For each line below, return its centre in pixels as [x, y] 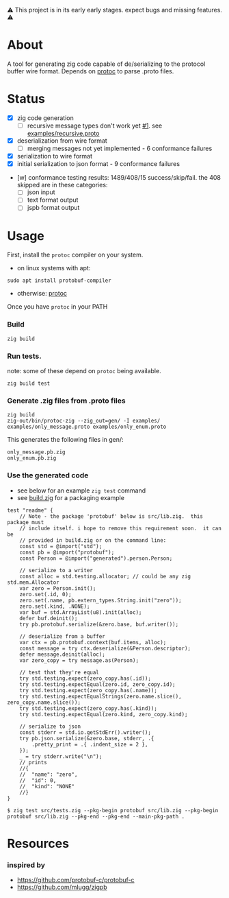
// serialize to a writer [56, 570]
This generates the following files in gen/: [66, 440]
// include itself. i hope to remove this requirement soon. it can [121, 528]
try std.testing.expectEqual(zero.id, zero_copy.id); [97, 684]
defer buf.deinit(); [49, 618]
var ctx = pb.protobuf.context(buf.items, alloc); [93, 642]
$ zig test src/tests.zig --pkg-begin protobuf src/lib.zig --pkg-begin [113, 810]
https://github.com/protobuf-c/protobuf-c [76, 880]
